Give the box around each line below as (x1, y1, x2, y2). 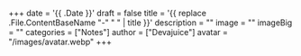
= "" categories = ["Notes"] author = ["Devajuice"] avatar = (8, 27, 229, 37)
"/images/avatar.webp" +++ (8, 36, 113, 47)
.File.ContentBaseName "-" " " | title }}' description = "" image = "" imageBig (8, 17, 293, 28)
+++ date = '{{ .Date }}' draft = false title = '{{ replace (8, 8, 206, 18)
